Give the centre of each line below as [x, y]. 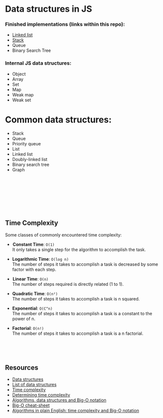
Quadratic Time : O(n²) [35, 293]
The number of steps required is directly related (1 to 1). [68, 284]
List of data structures [34, 385]
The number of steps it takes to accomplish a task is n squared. [76, 299]
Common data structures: [58, 120]
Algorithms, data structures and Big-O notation [59, 400]
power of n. [24, 319]
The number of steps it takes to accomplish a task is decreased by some [85, 264]
